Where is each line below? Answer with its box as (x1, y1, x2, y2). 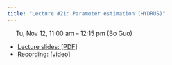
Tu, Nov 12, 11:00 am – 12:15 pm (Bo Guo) (15, 29, 133, 37)
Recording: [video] (17, 50, 71, 58)
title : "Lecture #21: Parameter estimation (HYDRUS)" (7, 10, 166, 17)
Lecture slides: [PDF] (17, 42, 78, 50)
